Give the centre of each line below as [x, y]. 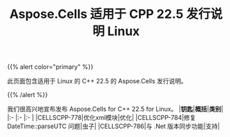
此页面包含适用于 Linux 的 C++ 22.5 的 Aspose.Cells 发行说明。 [97, 81]
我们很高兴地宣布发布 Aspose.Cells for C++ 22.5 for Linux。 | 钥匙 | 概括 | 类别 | [115, 109]
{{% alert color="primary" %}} [50, 67]
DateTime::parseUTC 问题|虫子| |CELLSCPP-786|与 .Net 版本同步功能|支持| [114, 126]
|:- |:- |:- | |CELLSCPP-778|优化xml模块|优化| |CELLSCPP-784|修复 [102, 118]
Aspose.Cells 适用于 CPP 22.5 [96, 14]
